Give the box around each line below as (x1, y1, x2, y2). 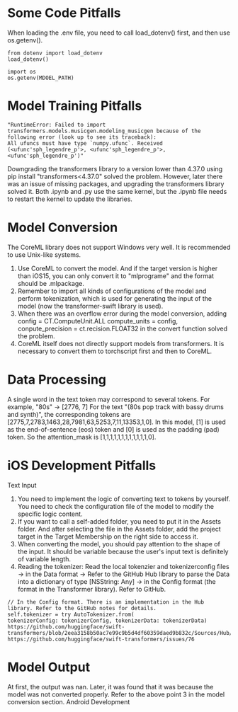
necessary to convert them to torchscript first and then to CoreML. (17, 347, 212, 355)
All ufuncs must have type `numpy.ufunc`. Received (7, 139, 163, 147)
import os (7, 68, 37, 75)
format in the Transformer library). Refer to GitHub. (17, 585, 166, 593)
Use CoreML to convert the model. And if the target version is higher (17, 264, 218, 272)
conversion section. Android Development (7, 697, 130, 706)
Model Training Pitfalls (7, 98, 142, 114)
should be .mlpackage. (17, 279, 85, 287)
